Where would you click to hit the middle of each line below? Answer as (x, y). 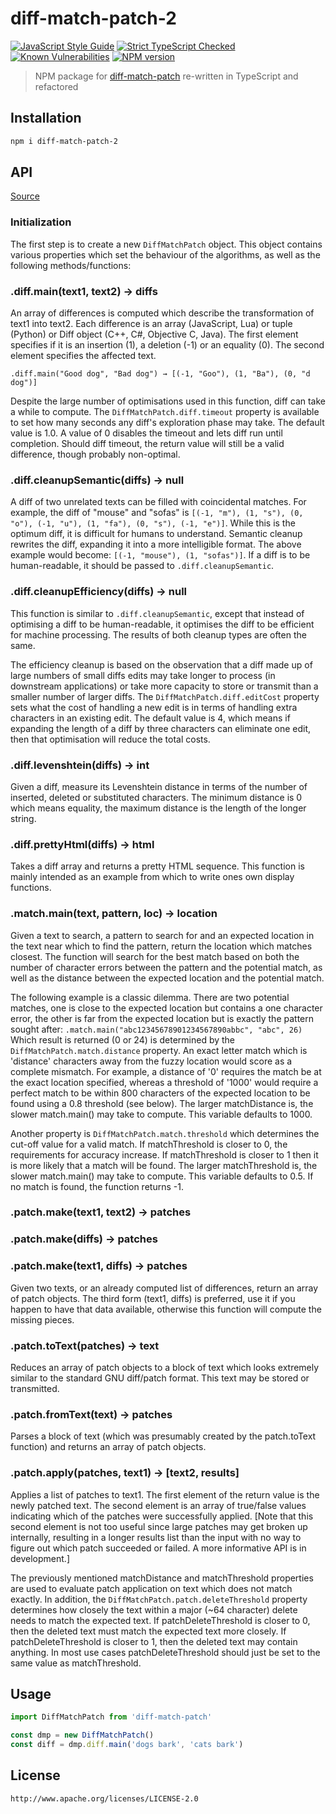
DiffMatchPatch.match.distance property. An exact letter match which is (159, 1050)
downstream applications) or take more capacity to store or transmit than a (164, 686)
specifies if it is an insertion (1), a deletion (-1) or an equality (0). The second (167, 345)
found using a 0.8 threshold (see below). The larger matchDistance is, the (162, 1103)
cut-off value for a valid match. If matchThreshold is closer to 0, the (149, 1144)
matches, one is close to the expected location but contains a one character (166, 1008)
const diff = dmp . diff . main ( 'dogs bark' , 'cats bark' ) (127, 1745)
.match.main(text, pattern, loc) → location (114, 914)
